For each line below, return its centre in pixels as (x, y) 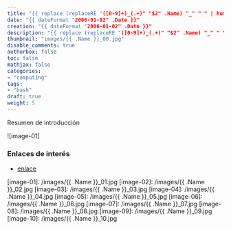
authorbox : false (32, 52)
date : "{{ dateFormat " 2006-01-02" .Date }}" (73, 20)
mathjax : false (29, 65)
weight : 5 (21, 103)
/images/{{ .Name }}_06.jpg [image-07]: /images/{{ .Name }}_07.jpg (102, 204)
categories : (24, 71)
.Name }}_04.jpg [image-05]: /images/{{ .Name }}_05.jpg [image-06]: (105, 197)
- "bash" (20, 90)
